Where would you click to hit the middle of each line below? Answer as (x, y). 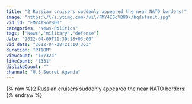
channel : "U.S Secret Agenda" (44, 72)
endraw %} (28, 95)
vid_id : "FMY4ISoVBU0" (34, 22)
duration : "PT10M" (29, 50)
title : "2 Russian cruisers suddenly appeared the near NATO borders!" (96, 12)
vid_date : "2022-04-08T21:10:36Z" (49, 45)
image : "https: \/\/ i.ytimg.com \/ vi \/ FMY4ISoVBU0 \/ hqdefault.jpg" (88, 17)
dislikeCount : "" (28, 66)
